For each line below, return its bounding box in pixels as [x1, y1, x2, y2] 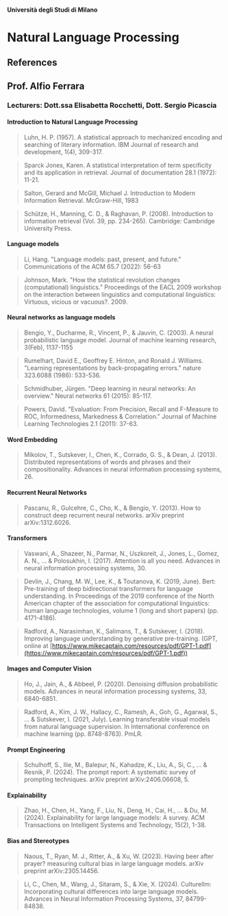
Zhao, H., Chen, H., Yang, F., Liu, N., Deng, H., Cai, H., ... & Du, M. [23, 806, 209, 814]
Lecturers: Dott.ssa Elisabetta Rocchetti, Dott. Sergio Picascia [7, 100, 217, 110]
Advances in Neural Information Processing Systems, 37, [23, 894, 184, 903]
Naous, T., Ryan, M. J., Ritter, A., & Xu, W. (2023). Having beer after [23, 852, 214, 860]
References [7, 57, 58, 69]
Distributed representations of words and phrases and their [23, 458, 192, 467]
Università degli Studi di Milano [7, 5, 98, 14]
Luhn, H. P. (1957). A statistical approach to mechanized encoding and [23, 133, 223, 141]
